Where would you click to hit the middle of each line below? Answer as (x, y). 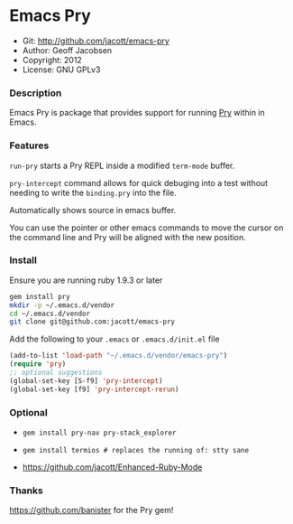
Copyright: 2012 (52, 60)
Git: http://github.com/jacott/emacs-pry (96, 41)
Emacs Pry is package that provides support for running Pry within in (137, 113)
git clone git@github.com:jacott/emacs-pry (92, 322)
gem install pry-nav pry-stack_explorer (99, 433)
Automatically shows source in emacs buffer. (93, 210)
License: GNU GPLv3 (61, 70)
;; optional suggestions (56, 373)
